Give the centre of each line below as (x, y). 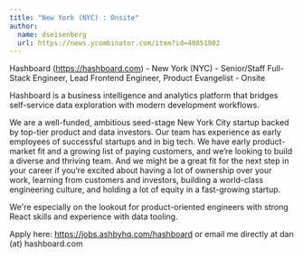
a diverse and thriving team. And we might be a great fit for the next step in (149, 161)
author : (24, 26)
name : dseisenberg (52, 34)
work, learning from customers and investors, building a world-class (137, 180)
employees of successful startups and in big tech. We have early (130, 142)
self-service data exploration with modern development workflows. (134, 106)
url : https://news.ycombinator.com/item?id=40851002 (119, 43)
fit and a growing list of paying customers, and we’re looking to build (165, 151)
